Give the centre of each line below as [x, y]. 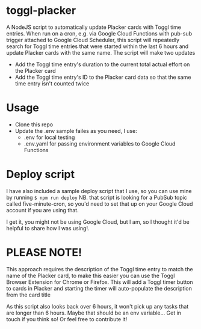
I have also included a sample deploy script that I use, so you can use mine [99, 191]
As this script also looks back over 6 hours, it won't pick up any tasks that [97, 306]
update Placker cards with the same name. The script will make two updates [101, 52]
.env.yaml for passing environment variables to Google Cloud [100, 143]
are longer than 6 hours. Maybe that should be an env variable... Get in [94, 313]
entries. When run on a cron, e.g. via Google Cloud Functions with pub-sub [99, 33]
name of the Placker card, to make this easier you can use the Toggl [91, 275]
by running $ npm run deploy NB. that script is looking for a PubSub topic [97, 197]
